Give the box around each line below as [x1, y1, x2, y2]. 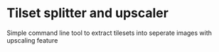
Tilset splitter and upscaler [6, 5, 169, 21]
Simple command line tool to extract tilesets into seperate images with [6, 28, 213, 37]
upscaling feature [6, 36, 58, 44]
